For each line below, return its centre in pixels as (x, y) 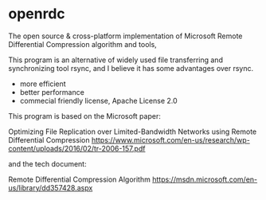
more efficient (43, 84)
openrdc (37, 14)
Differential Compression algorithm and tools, (82, 44)
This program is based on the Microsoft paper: (84, 116)
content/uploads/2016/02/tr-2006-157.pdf (77, 148)
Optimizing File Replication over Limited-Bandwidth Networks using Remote (133, 131)
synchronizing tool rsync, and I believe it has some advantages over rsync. (131, 68)
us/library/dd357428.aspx (51, 187)
